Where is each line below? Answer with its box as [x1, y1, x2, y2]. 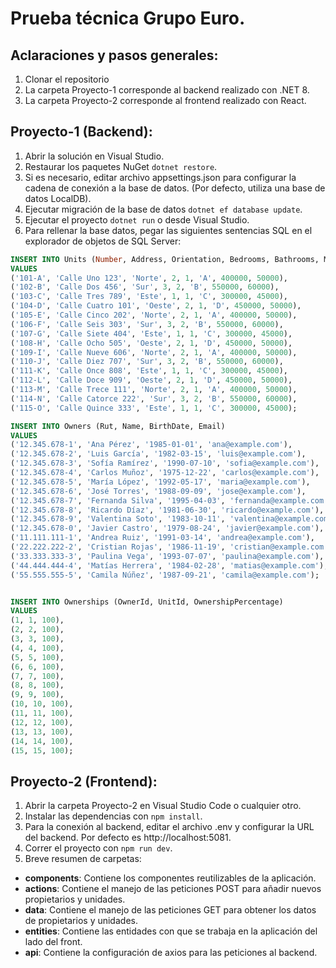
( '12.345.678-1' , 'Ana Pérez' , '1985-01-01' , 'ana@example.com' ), [10, 440, 293, 450]
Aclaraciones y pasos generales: [10, 47, 219, 64]
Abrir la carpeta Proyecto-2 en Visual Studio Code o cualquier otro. [24, 800, 302, 812]
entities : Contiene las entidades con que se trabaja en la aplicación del [24, 925, 318, 937]
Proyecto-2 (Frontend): [10, 773, 158, 790]
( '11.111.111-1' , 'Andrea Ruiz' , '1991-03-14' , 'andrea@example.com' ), [10, 533, 315, 543]
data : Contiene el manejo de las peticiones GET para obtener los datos [24, 904, 317, 916]
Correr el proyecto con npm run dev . [24, 842, 173, 854]
